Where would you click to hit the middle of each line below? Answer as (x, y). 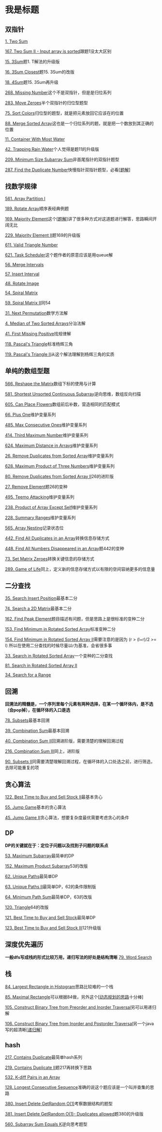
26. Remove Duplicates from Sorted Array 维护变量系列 (59, 456)
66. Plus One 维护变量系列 (30, 415)
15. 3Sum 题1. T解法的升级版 (32, 62)
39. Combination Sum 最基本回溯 (37, 731)
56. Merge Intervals (24, 264)
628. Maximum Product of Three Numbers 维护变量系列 (60, 466)
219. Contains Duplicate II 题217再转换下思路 (48, 1068)
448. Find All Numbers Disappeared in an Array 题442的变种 (65, 548)
